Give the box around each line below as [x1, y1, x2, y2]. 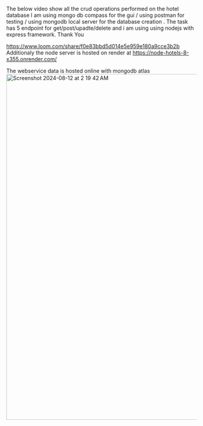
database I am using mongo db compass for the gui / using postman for [6, 12, 185, 19]
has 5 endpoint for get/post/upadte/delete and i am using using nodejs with [6, 24, 195, 32]
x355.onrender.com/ [6, 56, 57, 62]
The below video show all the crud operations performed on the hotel [6, 5, 179, 12]
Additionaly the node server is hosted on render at [6, 49, 132, 56]
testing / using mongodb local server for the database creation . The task [6, 18, 188, 25]
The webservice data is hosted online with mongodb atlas [6, 67, 150, 75]
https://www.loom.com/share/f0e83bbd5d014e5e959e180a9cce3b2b [6, 42, 180, 50]
